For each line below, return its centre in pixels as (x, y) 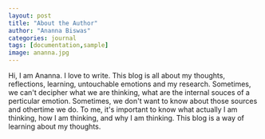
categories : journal (43, 38)
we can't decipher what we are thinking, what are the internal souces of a (129, 92)
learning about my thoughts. (55, 126)
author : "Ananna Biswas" (49, 30)
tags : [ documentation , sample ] (59, 46)
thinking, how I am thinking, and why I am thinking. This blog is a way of (127, 118)
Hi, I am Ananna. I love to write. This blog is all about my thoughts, (117, 75)
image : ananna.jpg (39, 53)
